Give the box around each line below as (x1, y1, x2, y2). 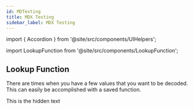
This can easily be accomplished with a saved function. (6, 86, 141, 93)
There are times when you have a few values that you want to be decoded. (6, 80, 188, 87)
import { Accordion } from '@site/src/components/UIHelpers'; (6, 36, 157, 43)
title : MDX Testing (6, 14, 54, 20)
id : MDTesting (6, 8, 41, 15)
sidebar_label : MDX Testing (6, 19, 76, 25)
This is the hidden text (6, 98, 60, 105)
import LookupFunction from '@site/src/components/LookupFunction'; (6, 47, 179, 54)
